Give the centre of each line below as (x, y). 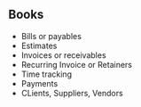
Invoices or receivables (64, 55)
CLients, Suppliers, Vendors (72, 93)
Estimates (39, 45)
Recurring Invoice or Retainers (76, 64)
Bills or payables (51, 36)
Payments (39, 83)
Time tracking (47, 74)
